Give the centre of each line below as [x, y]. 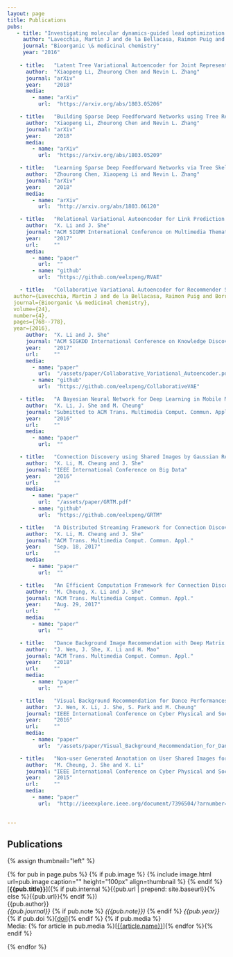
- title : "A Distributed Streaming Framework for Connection [113, 527]
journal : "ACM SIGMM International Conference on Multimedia [116, 232]
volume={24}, [32, 309]
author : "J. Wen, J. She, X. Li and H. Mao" [92, 649]
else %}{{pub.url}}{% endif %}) [52, 897]
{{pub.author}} [28, 904]
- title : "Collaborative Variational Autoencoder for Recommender [121, 290]
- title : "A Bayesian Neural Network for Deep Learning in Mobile [121, 399]
